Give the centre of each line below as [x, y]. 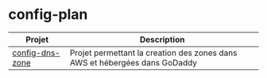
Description [162, 39]
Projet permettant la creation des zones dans [153, 53]
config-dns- [37, 53]
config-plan [48, 15]
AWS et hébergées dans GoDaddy [133, 62]
